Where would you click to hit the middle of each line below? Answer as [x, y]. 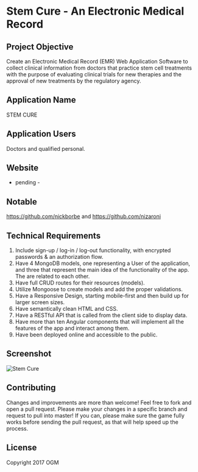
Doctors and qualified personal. [46, 148]
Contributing [31, 388]
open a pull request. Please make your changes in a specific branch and [97, 409]
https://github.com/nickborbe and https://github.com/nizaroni [84, 216]
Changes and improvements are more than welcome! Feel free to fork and [99, 402]
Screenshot [29, 354]
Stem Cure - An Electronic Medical [95, 11]
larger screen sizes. [40, 302]
